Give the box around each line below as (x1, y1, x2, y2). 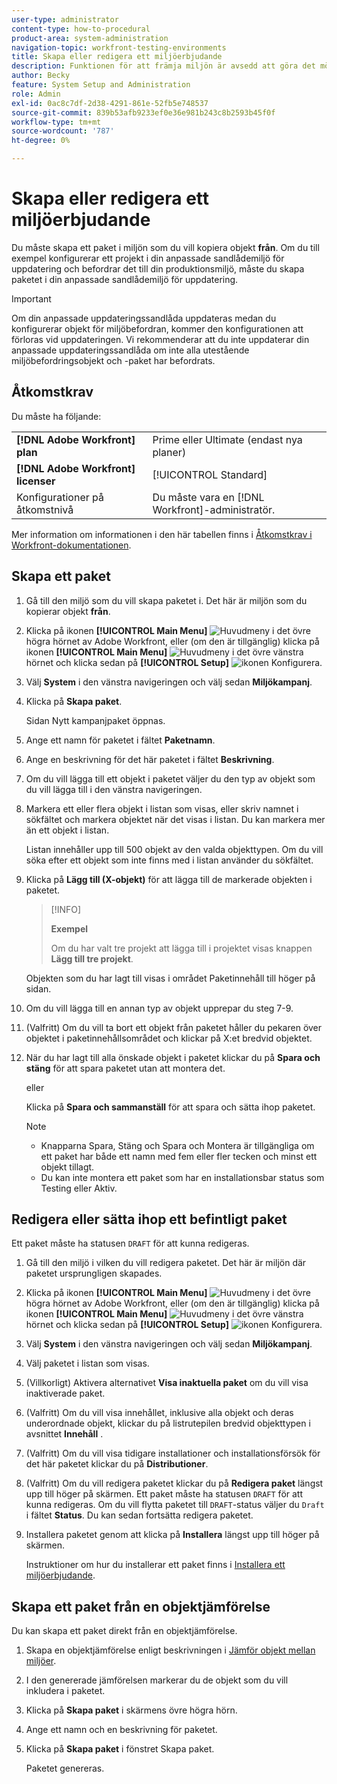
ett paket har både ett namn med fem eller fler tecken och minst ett (40, 1150, 318, 1162)
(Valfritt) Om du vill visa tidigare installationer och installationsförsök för (25, 1447, 321, 1460)
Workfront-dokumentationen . (11, 539, 132, 551)
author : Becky (11, 71, 71, 81)
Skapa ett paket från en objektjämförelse (11, 1598, 271, 1615)
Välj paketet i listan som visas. (25, 1357, 150, 1370)
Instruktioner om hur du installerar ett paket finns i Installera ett (25, 1559, 286, 1571)
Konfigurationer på (16, 490, 104, 504)
